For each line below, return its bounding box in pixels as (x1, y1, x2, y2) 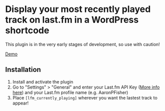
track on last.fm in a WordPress (5, 14, 139, 25)
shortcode (5, 25, 50, 36)
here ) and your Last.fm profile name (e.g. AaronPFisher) (12, 89, 128, 95)
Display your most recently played (5, 3, 151, 15)
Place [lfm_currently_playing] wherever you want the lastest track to (12, 94, 158, 100)
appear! (12, 100, 29, 106)
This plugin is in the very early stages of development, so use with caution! (5, 41, 160, 47)
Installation (5, 65, 41, 74)
